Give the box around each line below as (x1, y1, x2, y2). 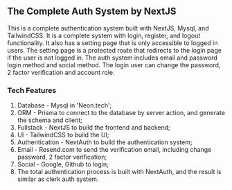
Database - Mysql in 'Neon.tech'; (17, 101, 112, 110)
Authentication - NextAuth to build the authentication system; (17, 138, 193, 146)
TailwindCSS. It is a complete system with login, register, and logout (7, 31, 201, 40)
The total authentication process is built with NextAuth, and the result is (17, 168, 222, 176)
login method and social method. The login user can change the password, (7, 60, 221, 69)
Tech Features (7, 85, 57, 95)
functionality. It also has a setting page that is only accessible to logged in (7, 38, 218, 47)
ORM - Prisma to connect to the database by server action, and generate (17, 109, 225, 117)
